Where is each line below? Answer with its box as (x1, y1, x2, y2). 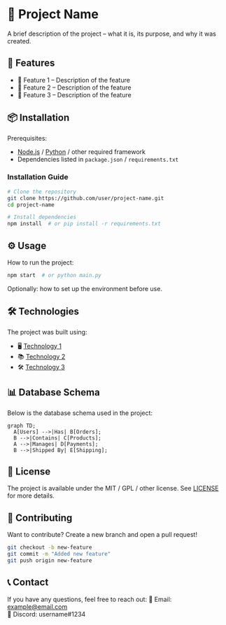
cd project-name (7, 201, 55, 209)
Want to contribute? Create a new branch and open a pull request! (7, 531, 198, 539)
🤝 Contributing (7, 512, 73, 524)
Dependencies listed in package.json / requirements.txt (17, 155, 179, 163)
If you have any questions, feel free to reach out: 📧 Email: (7, 595, 172, 603)
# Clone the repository (7, 188, 77, 195)
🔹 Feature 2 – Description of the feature (17, 83, 132, 92)
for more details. (7, 491, 55, 500)
